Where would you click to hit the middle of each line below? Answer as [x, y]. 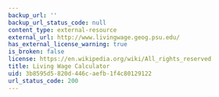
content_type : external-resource [63, 30]
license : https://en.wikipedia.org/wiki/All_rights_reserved [110, 59]
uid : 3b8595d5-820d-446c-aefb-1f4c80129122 [80, 74]
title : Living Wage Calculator [59, 66]
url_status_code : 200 [43, 81]
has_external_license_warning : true [68, 45]
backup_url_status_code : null [57, 23]
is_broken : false [36, 52]
